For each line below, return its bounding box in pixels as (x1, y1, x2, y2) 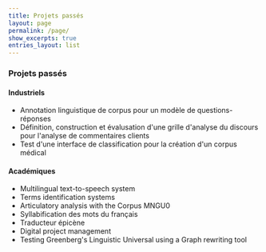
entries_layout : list (8, 42, 81, 50)
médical (19, 148, 46, 158)
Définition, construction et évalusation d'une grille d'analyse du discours (19, 122, 259, 132)
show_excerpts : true (8, 34, 77, 42)
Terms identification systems (19, 193, 116, 202)
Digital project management (19, 226, 112, 236)
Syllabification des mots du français (19, 210, 138, 219)
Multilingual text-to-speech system (19, 184, 136, 194)
